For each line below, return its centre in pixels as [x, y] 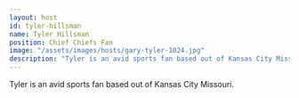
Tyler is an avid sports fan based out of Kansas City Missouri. [121, 84]
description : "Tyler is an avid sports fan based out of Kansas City [141, 59]
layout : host [33, 17]
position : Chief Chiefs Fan [61, 42]
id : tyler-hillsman [45, 26]
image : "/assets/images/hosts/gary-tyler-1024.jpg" [107, 51]
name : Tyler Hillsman [49, 34]
